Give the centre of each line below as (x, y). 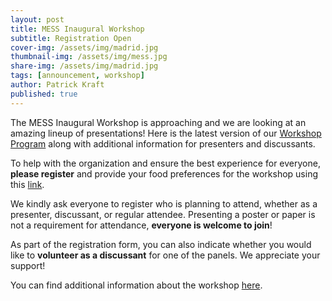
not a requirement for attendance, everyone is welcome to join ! (141, 225)
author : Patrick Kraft (57, 85)
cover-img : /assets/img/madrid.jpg (84, 47)
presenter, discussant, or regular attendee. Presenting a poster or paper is (163, 214)
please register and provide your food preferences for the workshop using (164, 173)
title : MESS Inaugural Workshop (77, 29)
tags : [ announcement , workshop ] (77, 76)
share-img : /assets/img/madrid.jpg (84, 66)
